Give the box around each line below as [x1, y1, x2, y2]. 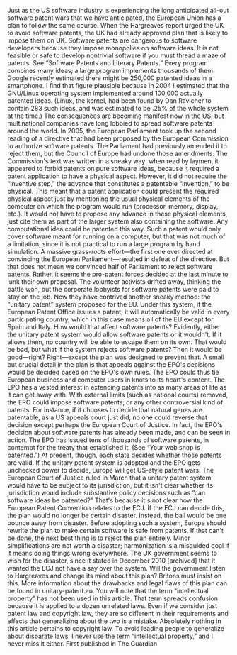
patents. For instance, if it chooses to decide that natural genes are [7, 406, 203, 414]
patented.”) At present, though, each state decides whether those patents [7, 451, 222, 459]
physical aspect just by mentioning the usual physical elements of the [7, 194, 210, 203]
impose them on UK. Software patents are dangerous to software [7, 36, 197, 45]
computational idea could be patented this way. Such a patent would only [7, 225, 221, 233]
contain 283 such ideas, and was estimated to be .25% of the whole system [7, 104, 229, 112]
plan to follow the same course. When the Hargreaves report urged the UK [7, 21, 224, 29]
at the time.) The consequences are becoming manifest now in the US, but [7, 111, 224, 120]
